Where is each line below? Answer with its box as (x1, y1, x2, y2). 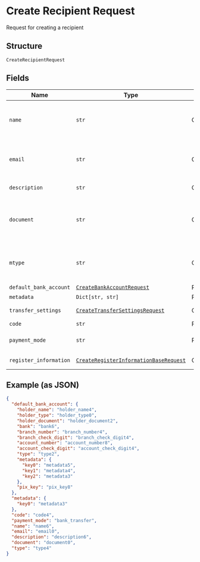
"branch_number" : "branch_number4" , (17, 429, 108, 435)
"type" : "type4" (11, 545, 52, 551)
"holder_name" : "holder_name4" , (17, 407, 97, 413)
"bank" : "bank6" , (17, 423, 60, 429)
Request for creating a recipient (6, 24, 84, 31)
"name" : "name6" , (11, 523, 55, 529)
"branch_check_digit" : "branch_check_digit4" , (17, 435, 135, 441)
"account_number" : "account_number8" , (17, 440, 113, 446)
